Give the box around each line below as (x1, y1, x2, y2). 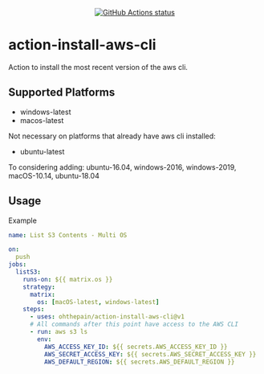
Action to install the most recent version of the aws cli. (8, 62, 189, 72)
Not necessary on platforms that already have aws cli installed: (8, 131, 217, 141)
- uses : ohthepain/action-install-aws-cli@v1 (29, 313, 185, 321)
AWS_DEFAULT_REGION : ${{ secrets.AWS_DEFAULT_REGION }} (43, 358, 235, 366)
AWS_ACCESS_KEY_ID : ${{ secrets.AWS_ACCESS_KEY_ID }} (43, 343, 228, 351)
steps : (22, 306, 45, 314)
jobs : (8, 261, 26, 269)
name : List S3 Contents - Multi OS (8, 231, 128, 239)
